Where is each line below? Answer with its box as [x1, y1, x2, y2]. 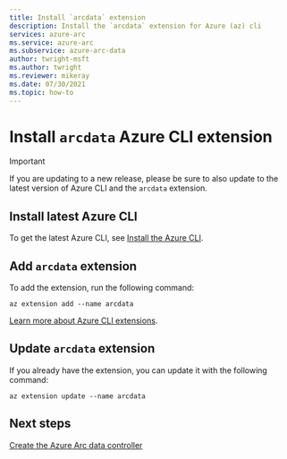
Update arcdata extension [9, 341, 156, 356]
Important [9, 156, 46, 166]
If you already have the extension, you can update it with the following [9, 364, 268, 376]
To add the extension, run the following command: [9, 283, 195, 293]
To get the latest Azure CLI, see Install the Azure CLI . [9, 233, 204, 243]
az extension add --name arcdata [9, 300, 134, 309]
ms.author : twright [9, 64, 82, 72]
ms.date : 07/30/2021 [9, 80, 87, 89]
